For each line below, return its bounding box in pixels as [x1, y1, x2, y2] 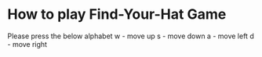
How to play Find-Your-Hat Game [7, 5, 227, 23]
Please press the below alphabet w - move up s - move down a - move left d [7, 31, 254, 41]
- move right [7, 39, 48, 48]
